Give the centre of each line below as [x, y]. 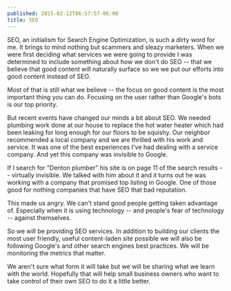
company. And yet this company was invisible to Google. [88, 154]
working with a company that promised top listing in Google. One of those [112, 182]
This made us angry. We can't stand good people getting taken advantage [112, 203]
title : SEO [23, 20]
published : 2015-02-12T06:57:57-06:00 [63, 13]
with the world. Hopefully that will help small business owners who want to [113, 274]
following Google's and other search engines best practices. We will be [108, 245]
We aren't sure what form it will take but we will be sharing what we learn [111, 266]
